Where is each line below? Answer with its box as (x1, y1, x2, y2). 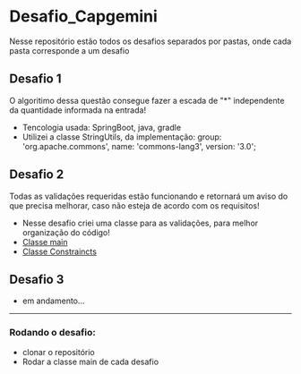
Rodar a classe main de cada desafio (21, 356, 159, 367)
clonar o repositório (21, 346, 96, 357)
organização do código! (21, 226, 110, 238)
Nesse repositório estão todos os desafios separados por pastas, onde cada (9, 36, 292, 47)
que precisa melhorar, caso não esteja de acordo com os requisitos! (9, 200, 260, 211)
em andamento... (21, 295, 85, 306)
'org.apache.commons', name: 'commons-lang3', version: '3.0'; (21, 140, 257, 151)
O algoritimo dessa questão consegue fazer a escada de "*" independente (9, 95, 285, 106)
